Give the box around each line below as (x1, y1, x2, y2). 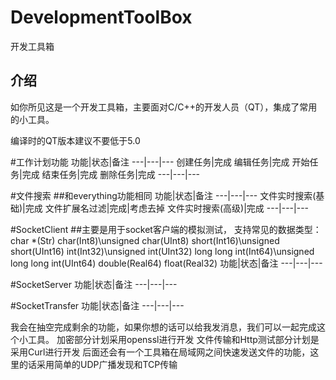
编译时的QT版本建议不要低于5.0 (10, 134, 141, 146)
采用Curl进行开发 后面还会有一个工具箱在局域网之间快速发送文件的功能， (10, 346, 311, 358)
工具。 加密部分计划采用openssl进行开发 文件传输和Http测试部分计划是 (27, 333, 320, 345)
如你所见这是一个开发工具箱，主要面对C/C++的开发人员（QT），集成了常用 (10, 101, 318, 113)
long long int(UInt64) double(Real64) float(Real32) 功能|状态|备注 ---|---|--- (10, 257, 323, 269)
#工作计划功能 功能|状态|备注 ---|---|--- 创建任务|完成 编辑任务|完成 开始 (10, 156, 310, 168)
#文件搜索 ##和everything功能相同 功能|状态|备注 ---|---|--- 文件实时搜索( (10, 189, 317, 201)
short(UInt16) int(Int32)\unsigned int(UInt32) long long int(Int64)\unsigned (10, 245, 315, 257)
